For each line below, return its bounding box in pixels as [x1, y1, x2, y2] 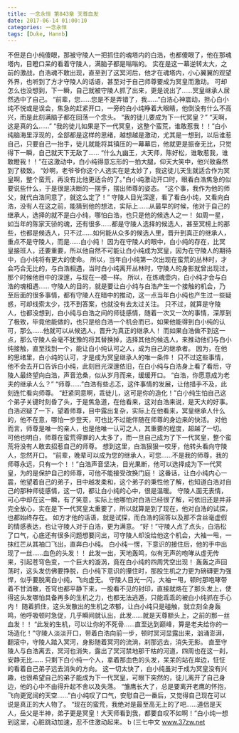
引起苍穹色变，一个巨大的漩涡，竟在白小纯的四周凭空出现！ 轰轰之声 [19, 558, 221, 566]
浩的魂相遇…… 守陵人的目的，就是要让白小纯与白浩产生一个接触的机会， [7, 282, 220, 290]
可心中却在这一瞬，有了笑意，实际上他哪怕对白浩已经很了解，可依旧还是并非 [7, 495, 232, 504]
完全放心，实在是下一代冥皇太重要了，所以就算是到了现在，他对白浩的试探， [7, 505, 232, 513]
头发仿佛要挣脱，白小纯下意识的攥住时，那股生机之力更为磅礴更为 [31, 566, 225, 575]
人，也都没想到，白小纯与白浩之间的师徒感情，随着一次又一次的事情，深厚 [7, 309, 225, 317]
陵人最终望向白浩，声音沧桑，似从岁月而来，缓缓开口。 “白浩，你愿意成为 [7, 371, 224, 379]
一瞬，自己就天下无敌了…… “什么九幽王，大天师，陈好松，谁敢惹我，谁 [19, 149, 229, 157]
